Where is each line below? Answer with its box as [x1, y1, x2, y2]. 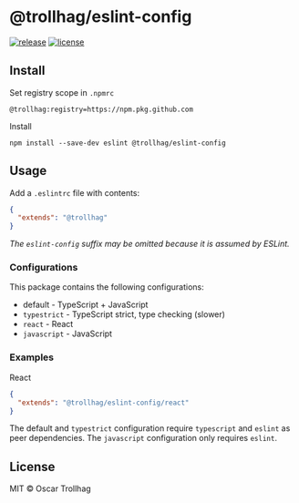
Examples [9, 351, 55, 364]
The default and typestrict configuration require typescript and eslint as [9, 423, 291, 434]
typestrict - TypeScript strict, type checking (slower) [22, 309, 226, 320]
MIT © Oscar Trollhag [9, 483, 91, 494]
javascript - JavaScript [22, 328, 112, 339]
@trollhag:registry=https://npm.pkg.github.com [9, 105, 194, 114]
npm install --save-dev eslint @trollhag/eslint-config [9, 139, 226, 148]
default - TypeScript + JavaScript [22, 299, 149, 311]
